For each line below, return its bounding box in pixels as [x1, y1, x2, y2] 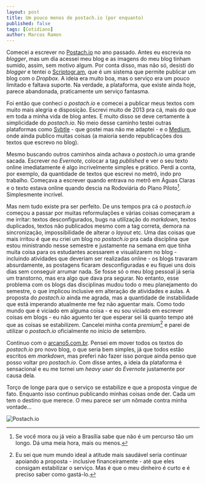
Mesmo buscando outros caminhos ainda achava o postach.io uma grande [6, 151, 196, 158]
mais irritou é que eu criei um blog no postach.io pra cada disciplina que [6, 235, 189, 242]
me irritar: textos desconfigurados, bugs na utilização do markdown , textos [6, 215, 197, 223]
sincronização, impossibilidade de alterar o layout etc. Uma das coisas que [6, 228, 196, 236]
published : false [6, 20, 51, 26]
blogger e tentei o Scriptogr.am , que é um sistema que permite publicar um [6, 68, 196, 75]
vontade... [6, 403, 32, 411]
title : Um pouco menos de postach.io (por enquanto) [6, 15, 144, 21]
